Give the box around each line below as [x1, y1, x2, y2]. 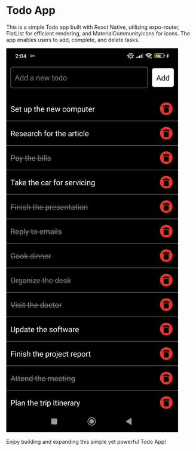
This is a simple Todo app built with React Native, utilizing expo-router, [6, 23, 180, 31]
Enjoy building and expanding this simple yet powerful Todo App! [6, 438, 166, 445]
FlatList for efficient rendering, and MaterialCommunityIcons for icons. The [6, 29, 190, 37]
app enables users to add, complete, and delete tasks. [6, 36, 140, 43]
